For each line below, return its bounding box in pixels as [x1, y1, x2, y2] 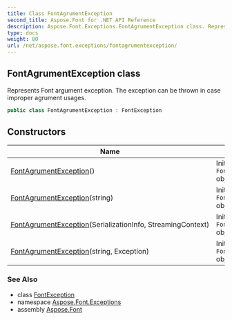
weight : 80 [7, 36, 39, 43]
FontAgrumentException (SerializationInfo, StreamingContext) [10, 219, 210, 229]
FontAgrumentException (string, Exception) [10, 246, 150, 256]
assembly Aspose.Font [17, 305, 83, 313]
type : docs [7, 29, 39, 37]
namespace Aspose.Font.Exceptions [17, 298, 122, 306]
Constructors [7, 126, 66, 138]
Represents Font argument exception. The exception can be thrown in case [7, 86, 221, 94]
